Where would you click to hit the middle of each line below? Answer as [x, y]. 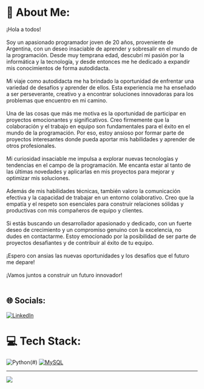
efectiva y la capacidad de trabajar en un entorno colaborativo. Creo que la [100, 197]
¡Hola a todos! [24, 29]
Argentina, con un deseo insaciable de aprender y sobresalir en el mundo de [102, 49]
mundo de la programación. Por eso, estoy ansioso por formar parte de [95, 133]
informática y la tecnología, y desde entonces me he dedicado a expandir [98, 61]
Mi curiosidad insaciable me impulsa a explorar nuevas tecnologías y [92, 158]
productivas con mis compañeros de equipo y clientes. [75, 210]
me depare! [21, 262]
